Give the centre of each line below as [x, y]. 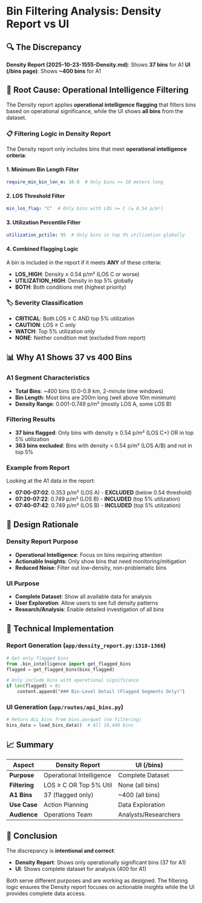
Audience [24, 814]
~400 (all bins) [139, 795]
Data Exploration [141, 804]
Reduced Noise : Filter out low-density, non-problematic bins [91, 568]
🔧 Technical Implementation [60, 629]
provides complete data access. [46, 893]
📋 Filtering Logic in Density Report [59, 133]
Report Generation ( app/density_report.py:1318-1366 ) [86, 646]
